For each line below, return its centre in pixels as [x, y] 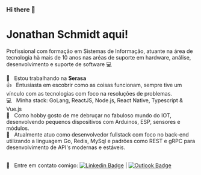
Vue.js [14, 109]
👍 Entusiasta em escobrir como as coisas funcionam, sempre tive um [94, 85]
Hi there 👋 [21, 10]
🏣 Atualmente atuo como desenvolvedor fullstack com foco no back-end [98, 134]
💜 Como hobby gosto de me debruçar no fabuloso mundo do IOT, [89, 115]
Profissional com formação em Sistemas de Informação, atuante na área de [100, 51]
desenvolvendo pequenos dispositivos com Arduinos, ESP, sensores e [93, 121]
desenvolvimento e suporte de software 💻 [59, 64]
